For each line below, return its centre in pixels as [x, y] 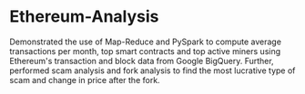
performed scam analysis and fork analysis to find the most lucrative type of [152, 70]
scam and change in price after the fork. [85, 80]
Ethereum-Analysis [84, 17]
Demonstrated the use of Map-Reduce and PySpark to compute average [146, 42]
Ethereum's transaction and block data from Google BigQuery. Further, [142, 61]
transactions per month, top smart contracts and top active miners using [145, 51]
